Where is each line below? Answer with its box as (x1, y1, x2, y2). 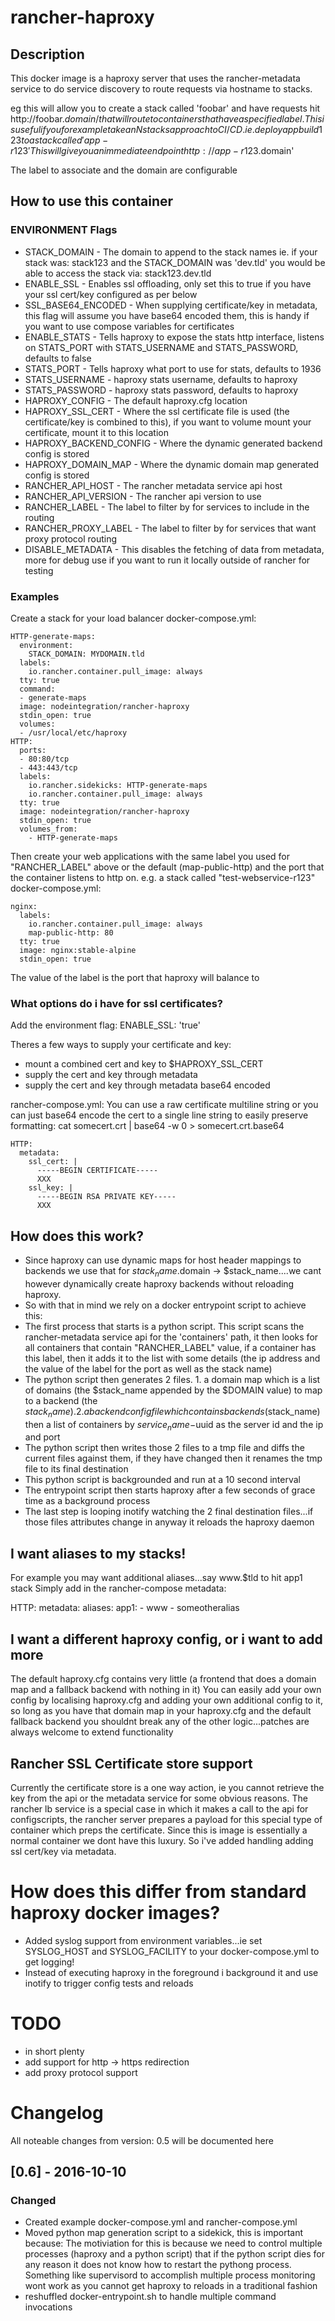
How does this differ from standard (10, 1881, 307, 1903)
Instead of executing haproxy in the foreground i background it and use (24, 1966, 319, 1978)
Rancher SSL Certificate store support (10, 1755, 253, 1772)
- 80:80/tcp (19, 754, 70, 764)
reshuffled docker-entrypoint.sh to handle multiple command (24, 2291, 277, 2303)
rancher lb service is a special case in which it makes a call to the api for (10, 1802, 309, 1815)
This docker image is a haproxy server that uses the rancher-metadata (10, 72, 301, 84)
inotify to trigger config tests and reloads (24, 1977, 194, 1989)
